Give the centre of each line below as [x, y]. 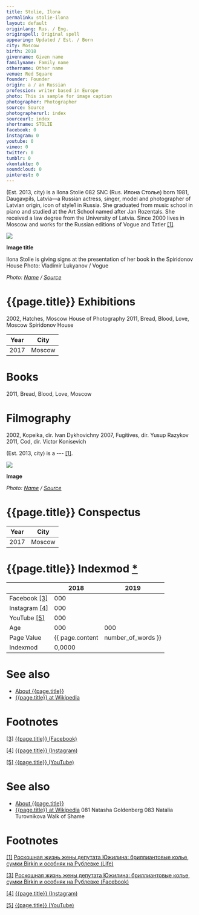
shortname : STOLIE [29, 125]
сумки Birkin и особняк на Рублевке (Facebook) [68, 882]
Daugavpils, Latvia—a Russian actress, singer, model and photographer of [99, 198]
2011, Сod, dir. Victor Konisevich [46, 441]
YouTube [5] [27, 618]
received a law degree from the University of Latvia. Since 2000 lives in [95, 218]
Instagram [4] [29, 608]
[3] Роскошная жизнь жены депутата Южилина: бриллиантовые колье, [98, 876]
